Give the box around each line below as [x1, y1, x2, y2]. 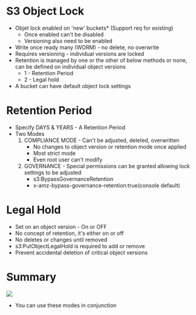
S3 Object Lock [6, 4, 85, 18]
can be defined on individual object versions [15, 63, 126, 70]
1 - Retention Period [24, 69, 74, 76]
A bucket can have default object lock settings [15, 82, 131, 89]
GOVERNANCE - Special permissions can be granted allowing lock [24, 162, 191, 169]
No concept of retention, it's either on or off [15, 229, 124, 237]
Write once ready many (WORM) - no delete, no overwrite [15, 44, 159, 51]
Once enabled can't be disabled [24, 30, 104, 38]
